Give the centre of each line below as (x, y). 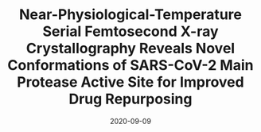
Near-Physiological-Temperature (130, 15)
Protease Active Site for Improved (130, 82)
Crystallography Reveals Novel (130, 49)
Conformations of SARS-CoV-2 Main (130, 66)
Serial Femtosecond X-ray (130, 31)
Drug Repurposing (130, 99)
